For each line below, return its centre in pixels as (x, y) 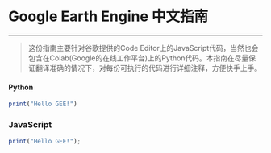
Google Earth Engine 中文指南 (108, 17)
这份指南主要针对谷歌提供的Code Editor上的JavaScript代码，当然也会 (143, 48)
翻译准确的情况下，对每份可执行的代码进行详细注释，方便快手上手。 (148, 68)
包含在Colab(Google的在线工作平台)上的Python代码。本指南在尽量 (138, 58)
